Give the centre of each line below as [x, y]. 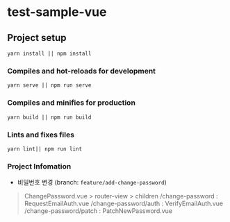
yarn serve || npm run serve [49, 85]
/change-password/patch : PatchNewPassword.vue [98, 211]
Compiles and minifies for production [71, 103]
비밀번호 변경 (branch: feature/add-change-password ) [92, 182]
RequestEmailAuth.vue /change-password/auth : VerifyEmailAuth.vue [124, 204]
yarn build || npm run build [49, 117]
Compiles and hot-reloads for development [82, 71]
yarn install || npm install [49, 53]
